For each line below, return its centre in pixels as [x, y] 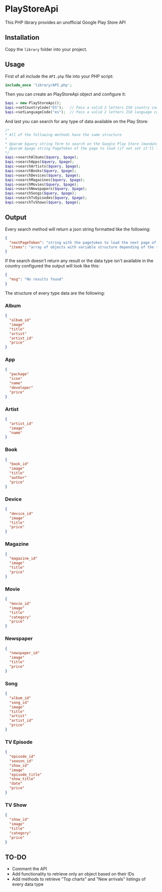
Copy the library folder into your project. [46, 49]
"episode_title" [26, 775]
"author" [18, 478]
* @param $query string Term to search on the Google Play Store [72, 144]
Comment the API [29, 869]
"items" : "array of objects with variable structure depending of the [82, 247]
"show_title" [22, 779]
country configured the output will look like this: [52, 266]
